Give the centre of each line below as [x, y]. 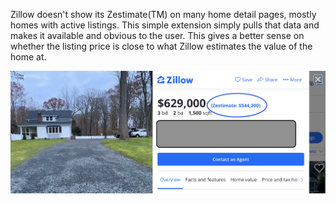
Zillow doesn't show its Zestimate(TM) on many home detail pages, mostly [163, 14]
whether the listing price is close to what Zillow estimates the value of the [161, 46]
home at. [28, 57]
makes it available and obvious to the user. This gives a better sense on [157, 35]
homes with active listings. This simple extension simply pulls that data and [165, 25]
